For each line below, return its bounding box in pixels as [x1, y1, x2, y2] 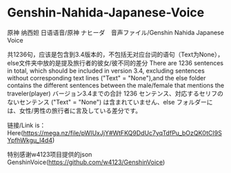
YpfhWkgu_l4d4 [7, 136, 53, 144]
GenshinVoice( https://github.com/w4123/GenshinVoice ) [7, 158, 165, 166]
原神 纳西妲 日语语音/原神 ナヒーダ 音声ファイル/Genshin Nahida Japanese [7, 28, 224, 36]
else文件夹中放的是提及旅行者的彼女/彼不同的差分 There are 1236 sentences [7, 58, 224, 67]
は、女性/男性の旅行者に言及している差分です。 [7, 106, 142, 115]
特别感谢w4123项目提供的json [7, 150, 92, 159]
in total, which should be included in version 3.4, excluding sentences [7, 67, 205, 75]
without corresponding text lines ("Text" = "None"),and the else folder [7, 73, 206, 82]
